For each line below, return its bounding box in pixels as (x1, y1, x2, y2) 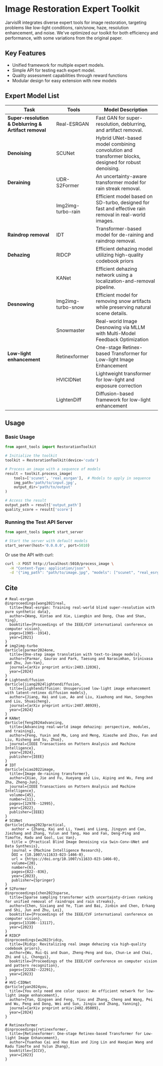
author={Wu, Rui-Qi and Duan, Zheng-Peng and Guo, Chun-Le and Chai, (9, 951, 153, 955)
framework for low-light (96, 396, 151, 403)
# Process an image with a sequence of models (5, 467, 101, 471)
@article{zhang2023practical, (5, 823, 66, 827)
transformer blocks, (96, 152, 141, 159)
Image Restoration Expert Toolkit (5, 3, 140, 15)
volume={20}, (11, 861, 38, 866)
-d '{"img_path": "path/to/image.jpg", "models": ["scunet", (9, 570, 136, 575)
